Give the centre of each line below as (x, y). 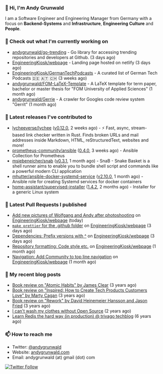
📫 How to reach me (29, 334)
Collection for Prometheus (38, 155)
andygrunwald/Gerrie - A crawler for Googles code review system (78, 99)
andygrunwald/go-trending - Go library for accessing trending (74, 52)
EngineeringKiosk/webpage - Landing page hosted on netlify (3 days (81, 62)
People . (13, 29)
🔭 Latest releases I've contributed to (49, 117)
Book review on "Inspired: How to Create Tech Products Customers (80, 291)
